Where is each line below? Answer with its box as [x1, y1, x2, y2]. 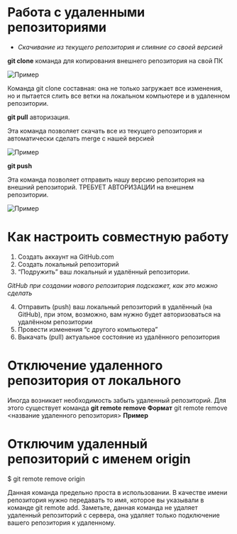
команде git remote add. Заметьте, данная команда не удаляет [7, 503, 198, 511]
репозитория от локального [7, 373, 182, 389]
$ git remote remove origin [7, 474, 85, 483]
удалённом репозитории [17, 317, 93, 326]
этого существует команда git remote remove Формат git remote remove [7, 404, 228, 412]
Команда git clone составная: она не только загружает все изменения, [7, 84, 223, 92]
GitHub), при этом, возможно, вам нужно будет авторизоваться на [17, 310, 221, 318]
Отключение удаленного [7, 357, 163, 374]
